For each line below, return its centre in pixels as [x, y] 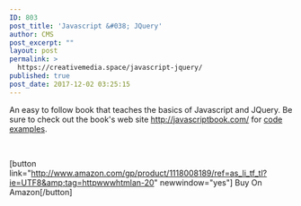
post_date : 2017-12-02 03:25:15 [70, 84]
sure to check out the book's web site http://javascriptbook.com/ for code [146, 119]
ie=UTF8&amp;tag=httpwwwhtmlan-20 [82, 182]
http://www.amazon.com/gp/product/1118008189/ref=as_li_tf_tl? [149, 173]
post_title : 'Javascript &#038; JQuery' [86, 26]
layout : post [34, 51]
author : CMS [31, 34]
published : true [40, 76]
